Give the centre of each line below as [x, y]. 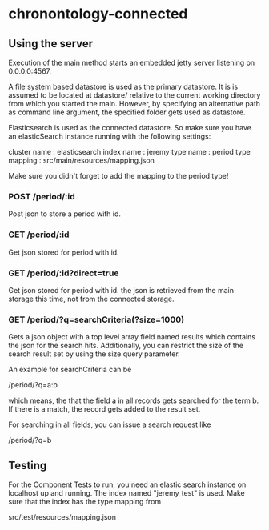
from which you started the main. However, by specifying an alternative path [134, 104]
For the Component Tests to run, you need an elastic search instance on [127, 484]
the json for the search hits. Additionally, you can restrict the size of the [126, 346]
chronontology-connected [98, 14]
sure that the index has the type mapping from [85, 502]
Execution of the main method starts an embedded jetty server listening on [132, 62]
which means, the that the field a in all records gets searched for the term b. [133, 400]
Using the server [51, 44]
